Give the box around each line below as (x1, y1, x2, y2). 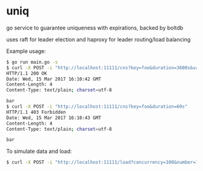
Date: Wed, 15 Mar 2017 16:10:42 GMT (6, 76, 101, 82)
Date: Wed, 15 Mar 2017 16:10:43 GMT (6, 114, 101, 121)
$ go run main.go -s (6, 59, 59, 65)
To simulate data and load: (6, 148, 72, 155)
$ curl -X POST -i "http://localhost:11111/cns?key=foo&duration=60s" (6, 104, 188, 110)
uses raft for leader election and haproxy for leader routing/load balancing (6, 36, 191, 43)
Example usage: (6, 47, 47, 55)
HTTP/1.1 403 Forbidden (6, 109, 66, 115)
